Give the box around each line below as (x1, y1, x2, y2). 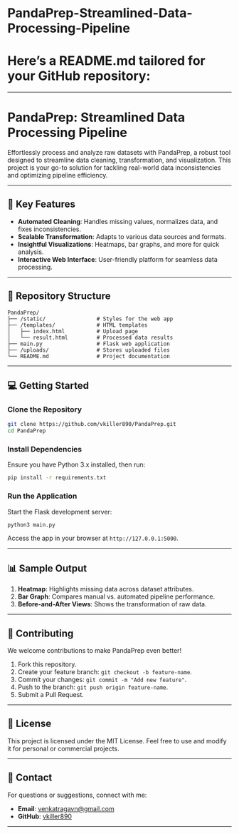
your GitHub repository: (7, 68, 151, 84)
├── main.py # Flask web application (7, 340, 171, 347)
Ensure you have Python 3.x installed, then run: (7, 460, 146, 469)
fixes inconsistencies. (17, 225, 82, 233)
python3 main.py (7, 521, 55, 529)
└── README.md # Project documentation (7, 352, 171, 360)
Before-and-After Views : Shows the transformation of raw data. (17, 600, 207, 609)
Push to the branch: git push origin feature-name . (17, 683, 169, 691)
